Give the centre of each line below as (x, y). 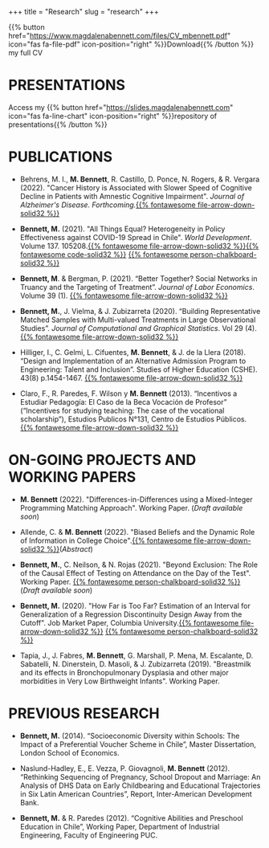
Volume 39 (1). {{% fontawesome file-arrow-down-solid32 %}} (124, 296)
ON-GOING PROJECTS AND (102, 460)
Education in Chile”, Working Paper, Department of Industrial (120, 826)
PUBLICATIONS (61, 157)
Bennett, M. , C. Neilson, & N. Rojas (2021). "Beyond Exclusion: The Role (139, 565)
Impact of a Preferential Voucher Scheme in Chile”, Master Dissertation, (138, 744)
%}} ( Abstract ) (70, 548)
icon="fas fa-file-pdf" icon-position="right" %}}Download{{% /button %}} (131, 44)
